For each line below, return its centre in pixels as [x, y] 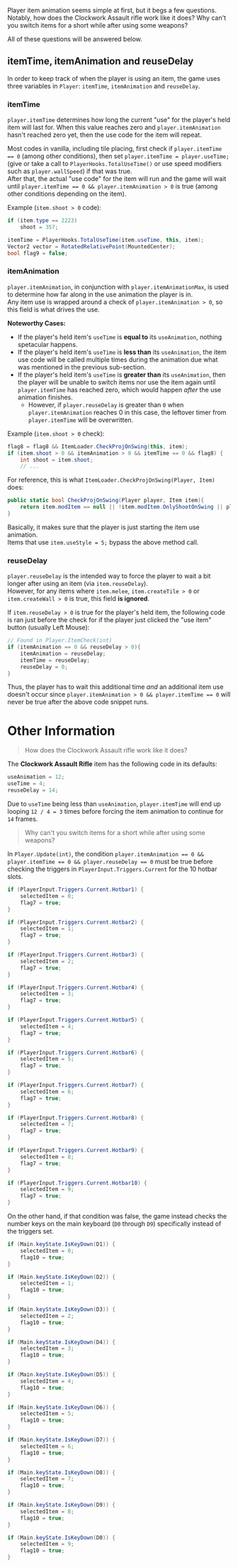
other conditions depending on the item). [67, 194]
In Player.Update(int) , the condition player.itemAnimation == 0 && [106, 854]
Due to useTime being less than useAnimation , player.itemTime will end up [114, 804]
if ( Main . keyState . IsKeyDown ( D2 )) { [61, 1277]
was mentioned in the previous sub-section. [82, 367]
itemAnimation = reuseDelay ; [63, 653]
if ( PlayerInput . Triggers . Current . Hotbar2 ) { [75, 922]
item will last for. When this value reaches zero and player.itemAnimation [114, 128]
